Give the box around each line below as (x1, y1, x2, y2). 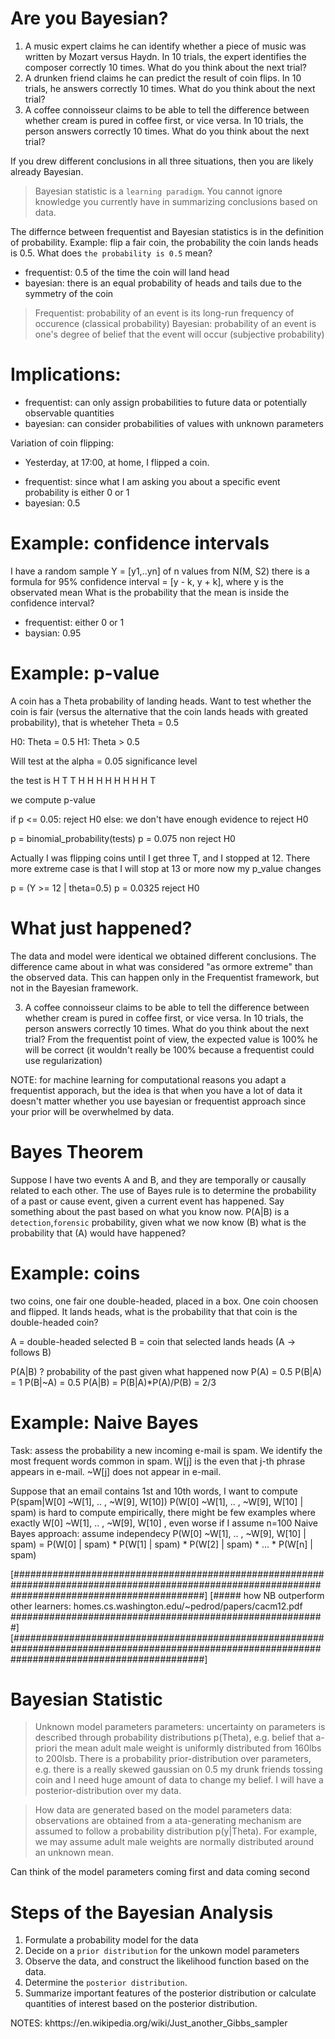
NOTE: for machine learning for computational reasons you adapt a (10, 1073, 287, 1086)
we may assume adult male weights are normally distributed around (34, 1836, 314, 1848)
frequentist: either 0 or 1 (24, 616, 125, 628)
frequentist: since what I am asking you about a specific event (24, 475, 281, 487)
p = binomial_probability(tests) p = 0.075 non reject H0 (10, 832, 236, 844)
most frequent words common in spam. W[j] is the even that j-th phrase (10, 1455, 306, 1467)
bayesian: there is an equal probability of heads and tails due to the (24, 277, 302, 289)
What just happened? (10, 917, 193, 939)
